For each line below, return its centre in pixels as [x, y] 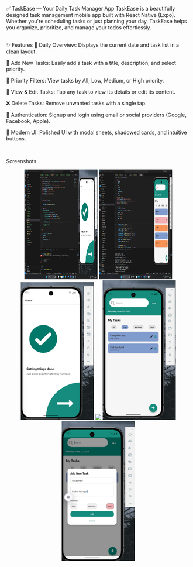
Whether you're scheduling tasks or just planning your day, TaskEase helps [96, 21]
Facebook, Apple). [28, 121]
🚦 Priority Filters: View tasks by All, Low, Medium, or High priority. [85, 80]
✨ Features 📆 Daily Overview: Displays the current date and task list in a [93, 45]
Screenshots [21, 161]
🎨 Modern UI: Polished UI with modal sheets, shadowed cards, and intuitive [96, 132]
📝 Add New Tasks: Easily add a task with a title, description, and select [91, 63]
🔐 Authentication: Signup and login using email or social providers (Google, [96, 115]
